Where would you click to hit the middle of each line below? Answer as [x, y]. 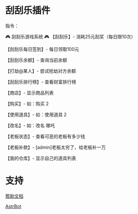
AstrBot [13, 206]
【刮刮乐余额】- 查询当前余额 [36, 60]
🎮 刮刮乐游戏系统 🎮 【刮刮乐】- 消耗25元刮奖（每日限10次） [71, 36]
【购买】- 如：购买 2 [27, 104]
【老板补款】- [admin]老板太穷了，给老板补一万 [56, 147]
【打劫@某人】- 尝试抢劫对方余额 [41, 71]
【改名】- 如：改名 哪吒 [30, 125]
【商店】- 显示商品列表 [29, 92]
